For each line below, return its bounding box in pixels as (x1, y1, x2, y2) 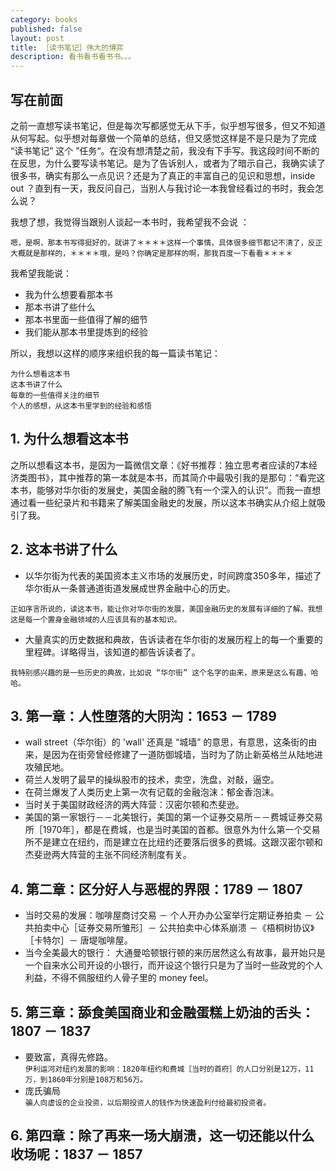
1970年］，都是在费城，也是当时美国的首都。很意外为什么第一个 (42, 824, 303, 836)
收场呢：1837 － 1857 (10, 1146, 143, 1163)
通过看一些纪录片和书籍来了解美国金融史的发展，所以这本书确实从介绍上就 (10, 496, 317, 508)
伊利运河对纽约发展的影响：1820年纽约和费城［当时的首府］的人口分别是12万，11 (24, 1064, 315, 1074)
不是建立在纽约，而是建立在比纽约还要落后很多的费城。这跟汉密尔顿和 (33, 836, 323, 848)
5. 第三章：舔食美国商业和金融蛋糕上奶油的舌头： (10, 1004, 315, 1021)
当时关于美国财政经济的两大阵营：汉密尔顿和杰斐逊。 (24, 799, 245, 811)
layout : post (10, 33, 65, 43)
